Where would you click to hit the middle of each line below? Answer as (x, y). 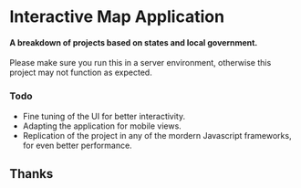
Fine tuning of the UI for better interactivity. (104, 116)
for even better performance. (77, 145)
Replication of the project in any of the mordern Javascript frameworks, (157, 135)
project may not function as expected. (81, 73)
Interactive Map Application (117, 17)
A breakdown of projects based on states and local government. (134, 42)
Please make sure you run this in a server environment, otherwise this (140, 63)
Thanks (31, 174)
